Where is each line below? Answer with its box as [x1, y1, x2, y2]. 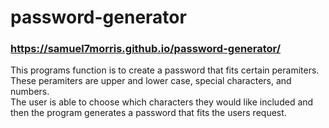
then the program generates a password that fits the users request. [10, 107, 287, 119]
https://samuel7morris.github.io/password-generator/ [10, 42, 282, 56]
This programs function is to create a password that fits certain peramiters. [10, 64, 320, 76]
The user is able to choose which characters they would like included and [10, 96, 314, 108]
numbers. [10, 86, 50, 98]
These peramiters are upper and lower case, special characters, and [10, 75, 292, 87]
